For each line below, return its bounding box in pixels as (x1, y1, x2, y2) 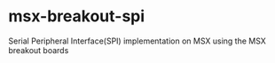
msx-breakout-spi (8, 6, 145, 27)
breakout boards (8, 44, 69, 55)
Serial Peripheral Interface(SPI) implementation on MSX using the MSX (8, 35, 267, 46)
